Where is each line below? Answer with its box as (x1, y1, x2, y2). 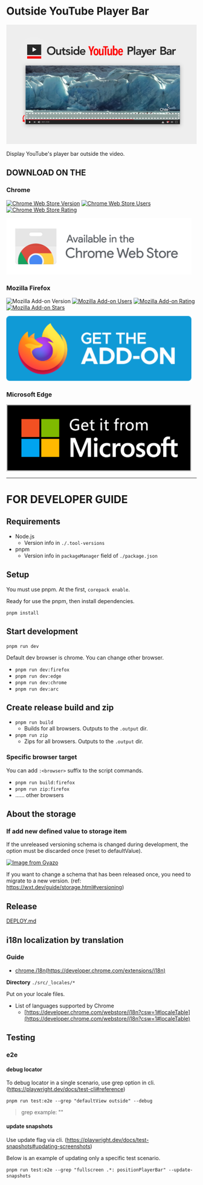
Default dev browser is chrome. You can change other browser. (6, 653, 164, 661)
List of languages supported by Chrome (14, 1002, 115, 1009)
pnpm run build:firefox (14, 779, 76, 786)
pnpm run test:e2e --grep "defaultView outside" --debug (6, 1098, 153, 1104)
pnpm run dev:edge (14, 673, 62, 679)
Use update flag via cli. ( (6, 1136, 67, 1143)
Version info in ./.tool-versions (24, 539, 105, 546)
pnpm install (6, 610, 39, 616)
